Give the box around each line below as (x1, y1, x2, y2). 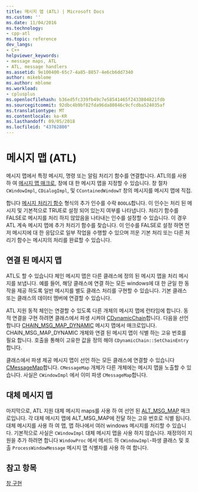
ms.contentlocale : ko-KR (6, 113, 67, 119)
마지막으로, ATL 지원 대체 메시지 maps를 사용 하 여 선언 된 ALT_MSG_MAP (6, 407, 179, 414)
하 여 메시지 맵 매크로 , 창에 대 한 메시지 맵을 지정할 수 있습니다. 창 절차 (6, 179, 168, 186)
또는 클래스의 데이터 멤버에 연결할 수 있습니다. (6, 294, 112, 302)
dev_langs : (6, 42, 33, 48)
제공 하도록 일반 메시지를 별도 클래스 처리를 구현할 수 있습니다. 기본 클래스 (17, 287, 187, 294)
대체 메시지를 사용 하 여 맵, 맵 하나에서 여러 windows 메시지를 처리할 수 (6, 422, 171, 429)
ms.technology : (6, 25, 44, 31)
